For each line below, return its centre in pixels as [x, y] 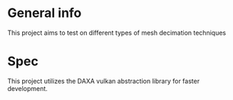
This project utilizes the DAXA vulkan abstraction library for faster [104, 81]
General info [45, 13]
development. [27, 88]
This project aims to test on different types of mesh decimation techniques [117, 33]
